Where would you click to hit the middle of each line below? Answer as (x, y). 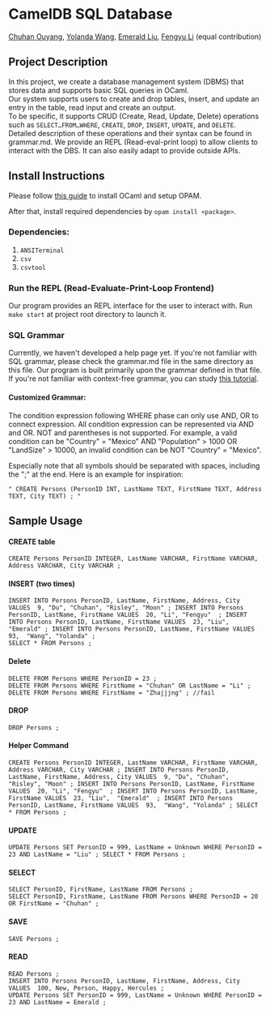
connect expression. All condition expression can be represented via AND (131, 424)
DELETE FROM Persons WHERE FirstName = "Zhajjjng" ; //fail (112, 693)
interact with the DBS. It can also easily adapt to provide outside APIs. (124, 150)
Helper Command (38, 746)
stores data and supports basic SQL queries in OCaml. (99, 90)
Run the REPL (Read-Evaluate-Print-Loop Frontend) (111, 288)
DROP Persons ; (34, 727)
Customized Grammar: (47, 397)
